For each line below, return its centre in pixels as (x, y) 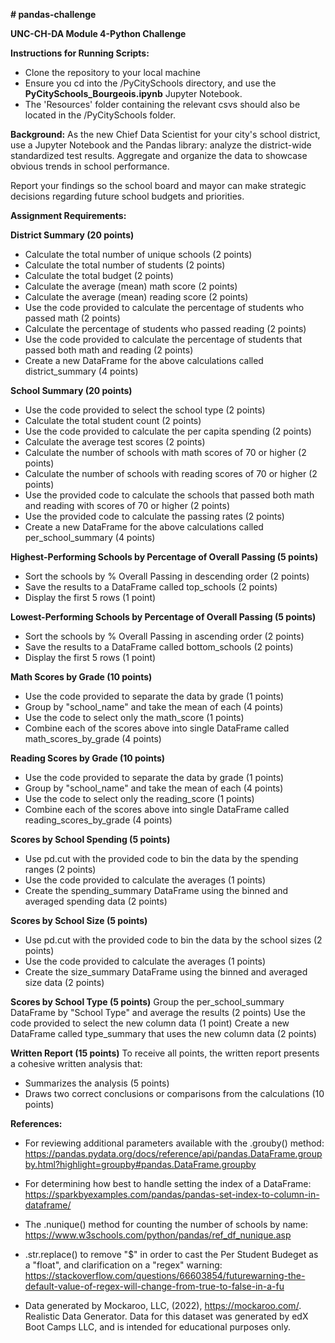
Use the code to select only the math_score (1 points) (134, 717)
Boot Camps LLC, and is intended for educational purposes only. (158, 1327)
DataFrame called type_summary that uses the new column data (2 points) (163, 1033)
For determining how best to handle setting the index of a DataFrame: (168, 1183)
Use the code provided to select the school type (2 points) (145, 410)
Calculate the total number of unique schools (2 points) (138, 254)
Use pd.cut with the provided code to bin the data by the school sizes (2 (173, 940)
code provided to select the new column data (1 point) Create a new (150, 1023)
